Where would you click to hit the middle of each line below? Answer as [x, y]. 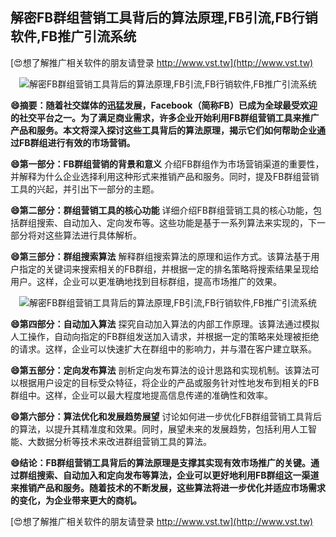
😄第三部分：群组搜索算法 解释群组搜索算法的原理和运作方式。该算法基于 [161, 256]
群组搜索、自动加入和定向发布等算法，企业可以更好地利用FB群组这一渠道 [169, 475]
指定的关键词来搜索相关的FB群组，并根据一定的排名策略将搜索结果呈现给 [169, 269]
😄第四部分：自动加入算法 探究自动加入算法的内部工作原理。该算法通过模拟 [165, 324]
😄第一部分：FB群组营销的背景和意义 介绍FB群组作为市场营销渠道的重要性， [167, 164]
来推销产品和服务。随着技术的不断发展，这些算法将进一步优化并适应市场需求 [168, 487]
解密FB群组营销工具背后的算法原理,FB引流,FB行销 [164, 18]
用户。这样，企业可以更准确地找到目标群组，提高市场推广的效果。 [146, 281]
